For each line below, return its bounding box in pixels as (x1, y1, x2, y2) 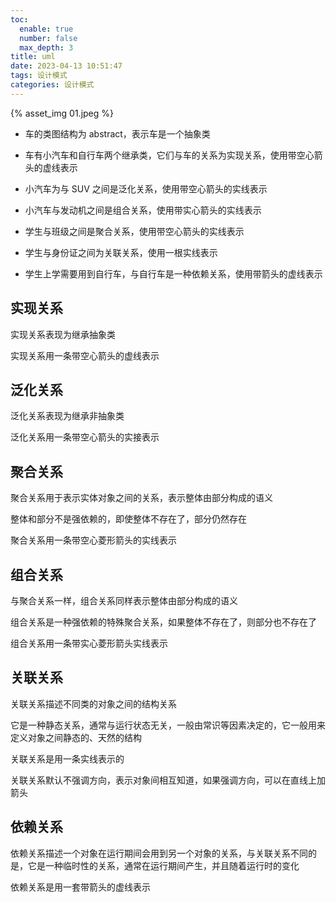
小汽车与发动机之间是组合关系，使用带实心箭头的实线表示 (24, 204, 262, 216)
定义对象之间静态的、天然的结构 (10, 731, 142, 743)
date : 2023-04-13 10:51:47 (10, 61, 123, 71)
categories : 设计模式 (10, 80, 95, 90)
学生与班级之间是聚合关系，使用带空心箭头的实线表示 (24, 225, 245, 237)
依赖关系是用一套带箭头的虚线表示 (10, 881, 151, 893)
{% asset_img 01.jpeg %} (10, 107, 114, 119)
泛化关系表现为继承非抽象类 (10, 410, 125, 422)
